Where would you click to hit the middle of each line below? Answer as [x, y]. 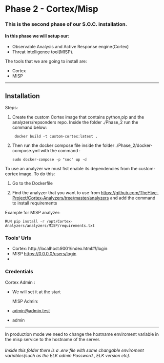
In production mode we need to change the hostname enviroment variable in [82, 334]
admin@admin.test [31, 310]
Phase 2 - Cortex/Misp [52, 9]
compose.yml [26, 151]
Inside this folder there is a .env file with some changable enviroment [74, 350]
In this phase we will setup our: [37, 36]
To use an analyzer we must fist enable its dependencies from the [71, 169]
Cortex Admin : [20, 282]
